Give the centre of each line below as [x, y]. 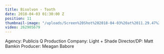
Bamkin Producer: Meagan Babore [40, 46]
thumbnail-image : [23, 23]
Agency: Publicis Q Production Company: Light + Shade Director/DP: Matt [79, 41]
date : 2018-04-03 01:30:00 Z [35, 14]
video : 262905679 [23, 27]
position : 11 [18, 18]
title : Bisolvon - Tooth [30, 9]
